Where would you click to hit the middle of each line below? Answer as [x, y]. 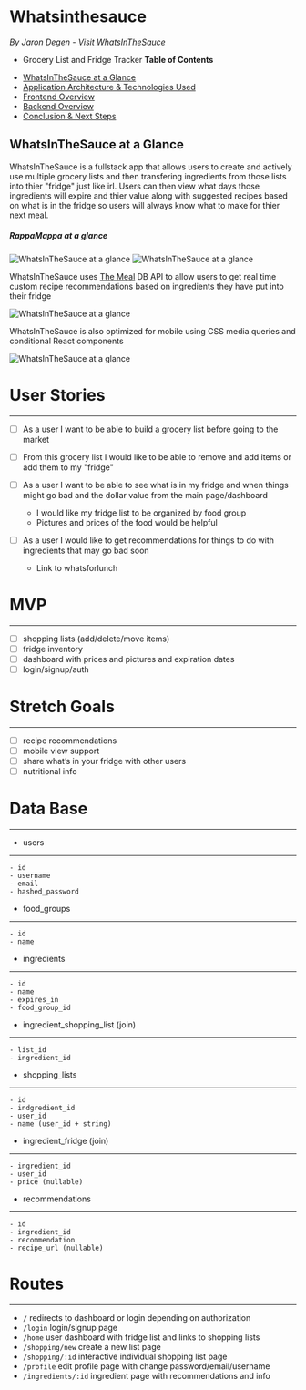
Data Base [49, 809]
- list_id [28, 1050]
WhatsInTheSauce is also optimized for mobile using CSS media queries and [153, 331]
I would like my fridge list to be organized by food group [141, 513]
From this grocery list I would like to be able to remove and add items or [157, 456]
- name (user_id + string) [61, 1124]
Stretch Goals [62, 707]
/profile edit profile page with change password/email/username [146, 1366]
